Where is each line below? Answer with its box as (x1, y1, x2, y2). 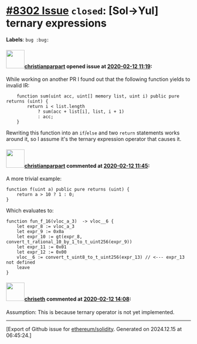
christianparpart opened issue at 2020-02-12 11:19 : (24, 63, 152, 70)
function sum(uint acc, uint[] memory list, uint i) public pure (16, 93, 180, 99)
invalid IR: (6, 82, 30, 89)
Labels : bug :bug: (6, 36, 50, 43)
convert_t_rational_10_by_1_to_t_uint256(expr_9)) (6, 239, 133, 245)
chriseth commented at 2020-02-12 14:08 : (24, 295, 131, 302)
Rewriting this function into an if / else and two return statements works (6, 129, 180, 136)
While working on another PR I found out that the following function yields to (6, 76, 191, 83)
